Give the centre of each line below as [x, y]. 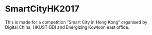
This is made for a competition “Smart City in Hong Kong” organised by [76, 22]
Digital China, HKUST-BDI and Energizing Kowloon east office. [67, 27]
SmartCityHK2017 [42, 9]
